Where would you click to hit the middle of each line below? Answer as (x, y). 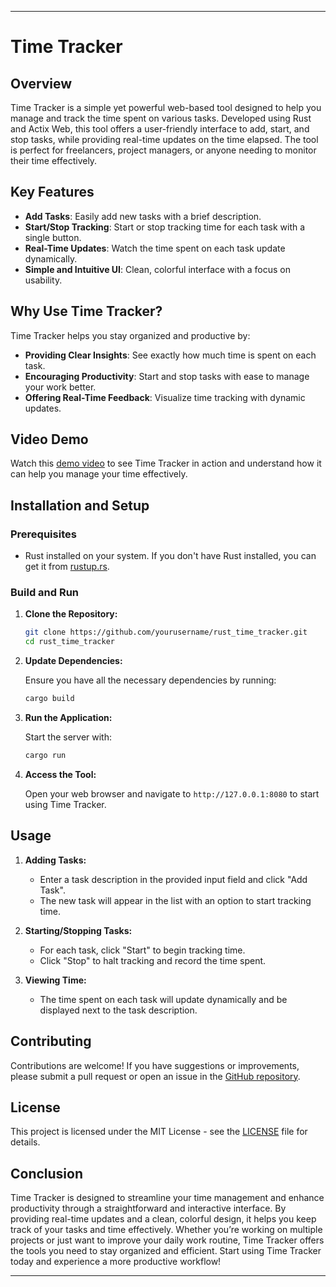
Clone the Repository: (71, 614)
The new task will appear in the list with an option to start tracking (175, 900)
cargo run (45, 756)
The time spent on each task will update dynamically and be (163, 999)
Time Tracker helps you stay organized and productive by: (130, 335)
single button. (53, 237)
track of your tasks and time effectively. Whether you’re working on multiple (166, 1230)
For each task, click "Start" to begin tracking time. (142, 950)
